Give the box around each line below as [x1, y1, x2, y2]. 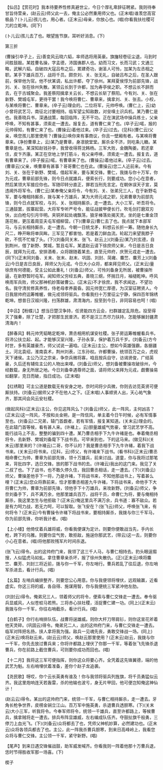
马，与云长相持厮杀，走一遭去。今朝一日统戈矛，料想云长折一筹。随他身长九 [5, 224, 158, 230]
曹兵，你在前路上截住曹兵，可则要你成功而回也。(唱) [5, 647, 111, 652]
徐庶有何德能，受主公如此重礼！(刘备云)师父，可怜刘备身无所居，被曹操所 [5, 267, 153, 273]
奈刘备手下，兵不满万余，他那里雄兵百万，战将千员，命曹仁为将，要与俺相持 [5, 492, 158, 497]
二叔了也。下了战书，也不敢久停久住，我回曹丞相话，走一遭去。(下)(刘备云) [5, 467, 156, 473]
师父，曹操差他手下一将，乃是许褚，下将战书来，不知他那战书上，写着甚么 [5, 473, 154, 479]
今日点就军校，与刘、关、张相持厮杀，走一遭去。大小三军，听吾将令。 [17, 200, 158, 206]
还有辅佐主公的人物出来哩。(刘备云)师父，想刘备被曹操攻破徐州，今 [21, 361, 157, 367]
